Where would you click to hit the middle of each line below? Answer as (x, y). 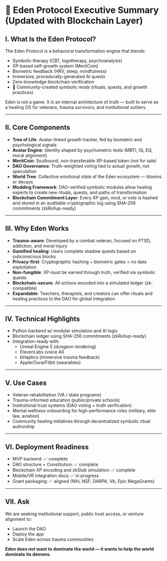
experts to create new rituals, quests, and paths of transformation (80, 192)
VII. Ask (17, 502)
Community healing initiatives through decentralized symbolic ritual (81, 421)
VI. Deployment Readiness (47, 447)
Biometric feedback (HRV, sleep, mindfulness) (59, 71)
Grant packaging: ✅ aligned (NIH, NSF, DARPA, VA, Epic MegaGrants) (83, 481)
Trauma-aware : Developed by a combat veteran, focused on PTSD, (82, 240)
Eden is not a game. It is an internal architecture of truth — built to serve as (82, 102)
